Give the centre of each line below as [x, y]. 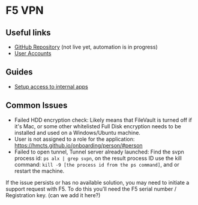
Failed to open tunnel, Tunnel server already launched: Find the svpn [99, 152]
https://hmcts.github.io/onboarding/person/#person [78, 145]
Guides [19, 72]
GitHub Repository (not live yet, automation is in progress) [86, 47]
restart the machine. [39, 171]
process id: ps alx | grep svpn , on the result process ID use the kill [98, 158]
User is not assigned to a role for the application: [74, 139]
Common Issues [37, 105]
